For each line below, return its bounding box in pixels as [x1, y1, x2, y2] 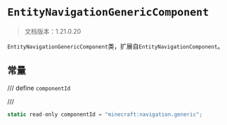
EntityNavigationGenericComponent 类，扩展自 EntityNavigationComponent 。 [7, 41, 224, 51]
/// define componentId [7, 84, 71, 92]
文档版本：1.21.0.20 [24, 27, 82, 35]
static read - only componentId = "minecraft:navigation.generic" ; [7, 111, 202, 118]
